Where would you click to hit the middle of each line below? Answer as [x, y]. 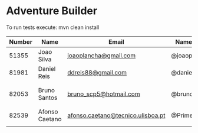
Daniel [47, 69]
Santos [48, 98]
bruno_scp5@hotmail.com [104, 94]
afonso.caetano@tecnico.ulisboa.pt [116, 115]
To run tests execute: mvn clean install [53, 27]
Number [21, 41]
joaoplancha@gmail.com [102, 56]
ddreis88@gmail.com [97, 72]
